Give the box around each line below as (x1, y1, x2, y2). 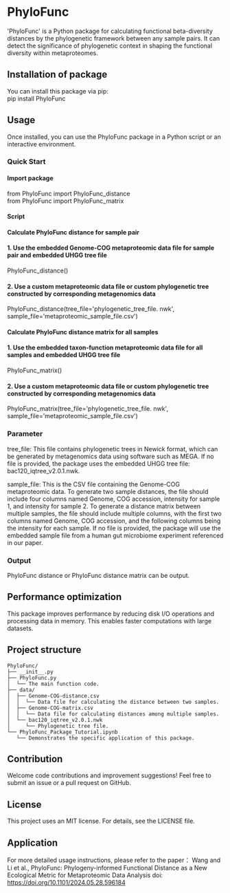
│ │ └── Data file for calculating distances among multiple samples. (7, 710, 220, 718)
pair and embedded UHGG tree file (7, 251, 108, 259)
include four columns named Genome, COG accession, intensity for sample (7, 495, 220, 503)
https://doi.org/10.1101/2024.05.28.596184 (7, 878, 126, 886)
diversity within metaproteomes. (7, 49, 98, 57)
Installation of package (7, 69, 108, 80)
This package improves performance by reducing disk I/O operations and (7, 610, 215, 618)
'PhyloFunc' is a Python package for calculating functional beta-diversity (7, 27, 213, 35)
